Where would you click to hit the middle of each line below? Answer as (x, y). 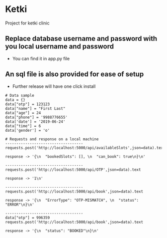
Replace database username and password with (81, 39)
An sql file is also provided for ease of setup (75, 74)
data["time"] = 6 (23, 126)
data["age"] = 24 (23, 113)
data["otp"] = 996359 (28, 218)
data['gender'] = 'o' (28, 130)
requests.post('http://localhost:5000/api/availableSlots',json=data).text (85, 148)
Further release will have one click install (54, 86)
